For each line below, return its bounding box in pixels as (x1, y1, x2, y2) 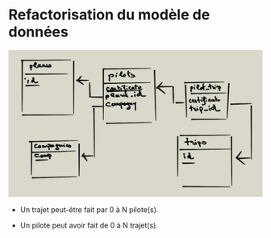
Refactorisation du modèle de (8, 6, 211, 24)
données (8, 23, 69, 41)
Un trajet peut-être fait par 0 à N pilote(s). (19, 205, 159, 215)
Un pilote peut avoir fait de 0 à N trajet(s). (19, 220, 159, 231)
